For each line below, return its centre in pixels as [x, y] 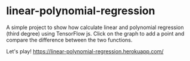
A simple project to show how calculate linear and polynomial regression [95, 27]
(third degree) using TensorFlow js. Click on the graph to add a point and [95, 33]
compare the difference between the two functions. [69, 40]
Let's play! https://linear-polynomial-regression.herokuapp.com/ [85, 51]
